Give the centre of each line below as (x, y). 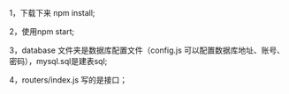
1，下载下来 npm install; (52, 13)
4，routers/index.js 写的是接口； (68, 80)
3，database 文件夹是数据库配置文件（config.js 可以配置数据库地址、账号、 (147, 50)
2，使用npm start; (42, 32)
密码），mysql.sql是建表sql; (58, 61)
